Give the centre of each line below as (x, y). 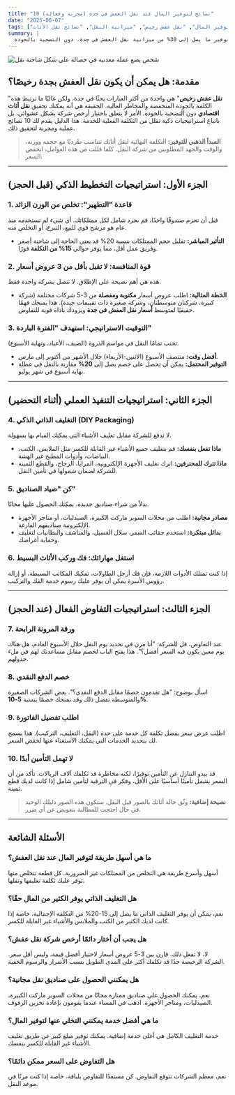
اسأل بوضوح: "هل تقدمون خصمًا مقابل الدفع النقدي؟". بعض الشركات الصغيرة (108, 692)
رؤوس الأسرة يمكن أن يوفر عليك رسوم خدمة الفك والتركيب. (86, 581)
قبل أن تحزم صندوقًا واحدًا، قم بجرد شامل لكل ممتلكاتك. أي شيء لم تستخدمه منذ (113, 220)
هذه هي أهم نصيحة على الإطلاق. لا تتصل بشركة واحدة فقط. (85, 281)
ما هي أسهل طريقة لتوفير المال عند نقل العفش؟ (80, 858)
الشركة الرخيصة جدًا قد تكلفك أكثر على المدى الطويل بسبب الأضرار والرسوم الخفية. (116, 962)
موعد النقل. (23, 1084)
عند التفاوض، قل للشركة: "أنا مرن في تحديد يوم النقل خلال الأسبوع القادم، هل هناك (115, 644)
